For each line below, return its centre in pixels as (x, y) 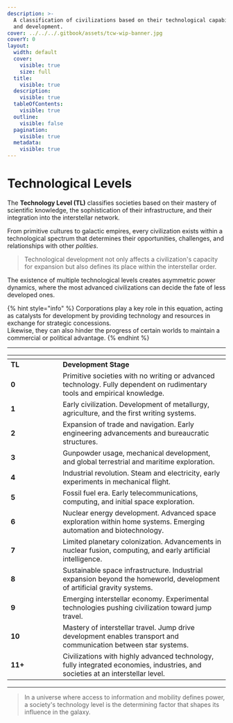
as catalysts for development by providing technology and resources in (109, 315)
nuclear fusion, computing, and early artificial (136, 550)
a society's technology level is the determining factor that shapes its (122, 704)
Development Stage (96, 364)
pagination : (31, 130)
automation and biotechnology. (113, 530)
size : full (35, 72)
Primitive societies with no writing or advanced (139, 376)
